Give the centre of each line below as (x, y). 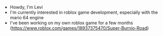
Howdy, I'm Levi (26, 7)
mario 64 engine (27, 18)
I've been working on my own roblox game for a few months (71, 23)
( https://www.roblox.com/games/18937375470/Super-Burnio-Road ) (79, 28)
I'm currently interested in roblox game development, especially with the (84, 12)
